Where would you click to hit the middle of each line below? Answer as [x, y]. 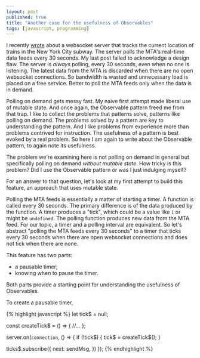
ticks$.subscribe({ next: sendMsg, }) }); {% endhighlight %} [80, 349]
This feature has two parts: [39, 255]
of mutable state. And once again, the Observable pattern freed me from [95, 107]
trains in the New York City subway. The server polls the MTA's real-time [96, 52]
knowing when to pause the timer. [56, 273]
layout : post [22, 12]
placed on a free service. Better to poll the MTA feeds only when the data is [99, 84]
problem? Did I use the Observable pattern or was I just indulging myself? [96, 170]
